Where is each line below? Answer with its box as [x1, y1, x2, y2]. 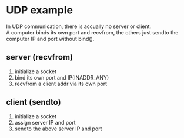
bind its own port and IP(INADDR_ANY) [14, 74, 109, 81]
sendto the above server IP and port [14, 125, 102, 132]
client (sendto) [6, 97, 61, 107]
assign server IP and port [14, 119, 76, 126]
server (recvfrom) [6, 52, 73, 62]
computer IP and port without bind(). [6, 35, 95, 42]
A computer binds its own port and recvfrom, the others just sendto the [6, 29, 179, 36]
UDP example [6, 4, 73, 17]
